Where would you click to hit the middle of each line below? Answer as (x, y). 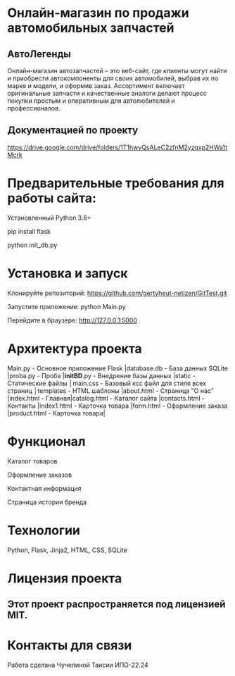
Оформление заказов (40, 475)
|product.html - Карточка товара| (56, 413)
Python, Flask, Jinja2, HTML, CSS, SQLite (68, 550)
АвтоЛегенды (39, 54)
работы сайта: (52, 198)
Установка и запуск (68, 273)
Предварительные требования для (116, 183)
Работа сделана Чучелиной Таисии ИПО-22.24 (78, 665)
